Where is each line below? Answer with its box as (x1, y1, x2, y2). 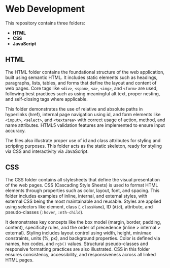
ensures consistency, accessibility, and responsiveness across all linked (5, 251, 156, 257)
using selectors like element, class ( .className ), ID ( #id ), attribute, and (5, 203, 153, 209)
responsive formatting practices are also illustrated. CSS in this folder (5, 246, 151, 252)
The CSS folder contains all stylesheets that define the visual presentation (5, 176, 160, 182)
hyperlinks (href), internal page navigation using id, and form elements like (5, 111, 161, 117)
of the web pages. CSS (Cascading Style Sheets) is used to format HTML (5, 182, 158, 188)
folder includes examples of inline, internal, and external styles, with (5, 193, 148, 199)
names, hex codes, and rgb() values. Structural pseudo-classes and (5, 240, 148, 247)
